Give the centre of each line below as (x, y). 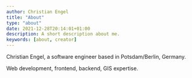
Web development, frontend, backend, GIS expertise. (72, 68)
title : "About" (25, 17)
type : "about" (24, 23)
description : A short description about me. (63, 34)
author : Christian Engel (37, 12)
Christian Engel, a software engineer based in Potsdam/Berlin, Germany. (96, 57)
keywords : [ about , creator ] (42, 40)
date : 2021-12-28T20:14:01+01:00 (48, 28)
